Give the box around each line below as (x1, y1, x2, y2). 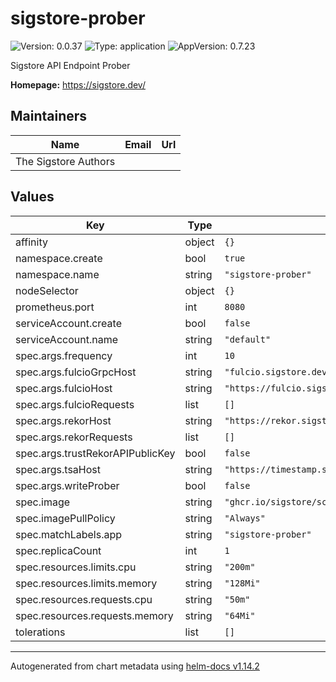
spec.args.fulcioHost (15, 381, 113, 395)
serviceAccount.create (15, 316, 122, 330)
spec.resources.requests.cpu (15, 592, 153, 606)
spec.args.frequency (15, 348, 113, 362)
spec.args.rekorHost (15, 413, 112, 427)
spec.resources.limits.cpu (15, 560, 137, 574)
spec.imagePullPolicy (15, 511, 116, 525)
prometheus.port (15, 300, 95, 314)
